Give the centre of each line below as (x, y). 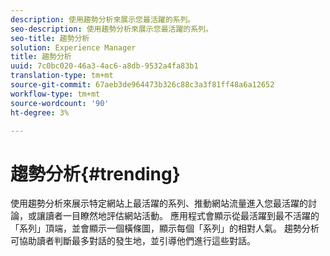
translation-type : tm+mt (62, 76)
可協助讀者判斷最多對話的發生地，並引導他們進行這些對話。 (133, 241)
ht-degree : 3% (40, 112)
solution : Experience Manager (73, 47)
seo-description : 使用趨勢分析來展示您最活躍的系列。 (111, 29)
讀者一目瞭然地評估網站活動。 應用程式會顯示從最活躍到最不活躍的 (182, 216)
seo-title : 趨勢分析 (50, 38)
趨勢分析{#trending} (95, 173)
